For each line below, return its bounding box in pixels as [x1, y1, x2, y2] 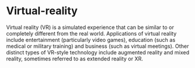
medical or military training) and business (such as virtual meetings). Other [6, 43, 189, 50]
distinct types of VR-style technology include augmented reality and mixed [6, 48, 190, 56]
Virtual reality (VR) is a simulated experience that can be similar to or [6, 24, 174, 31]
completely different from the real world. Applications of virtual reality [6, 30, 177, 37]
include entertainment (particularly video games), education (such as [6, 36, 175, 43]
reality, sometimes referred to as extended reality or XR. [6, 55, 144, 62]
